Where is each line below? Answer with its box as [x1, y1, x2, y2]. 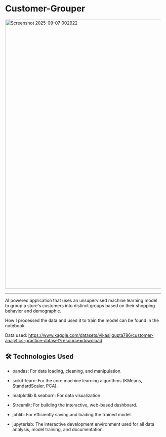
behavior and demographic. [5, 308, 62, 314]
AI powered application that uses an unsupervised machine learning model [5, 297, 158, 303]
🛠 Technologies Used [5, 353, 74, 361]
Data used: [5, 332, 27, 338]
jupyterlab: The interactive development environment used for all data [12, 421, 155, 427]
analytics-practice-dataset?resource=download [5, 337, 103, 343]
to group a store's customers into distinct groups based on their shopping [5, 302, 155, 309]
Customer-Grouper [5, 3, 85, 14]
